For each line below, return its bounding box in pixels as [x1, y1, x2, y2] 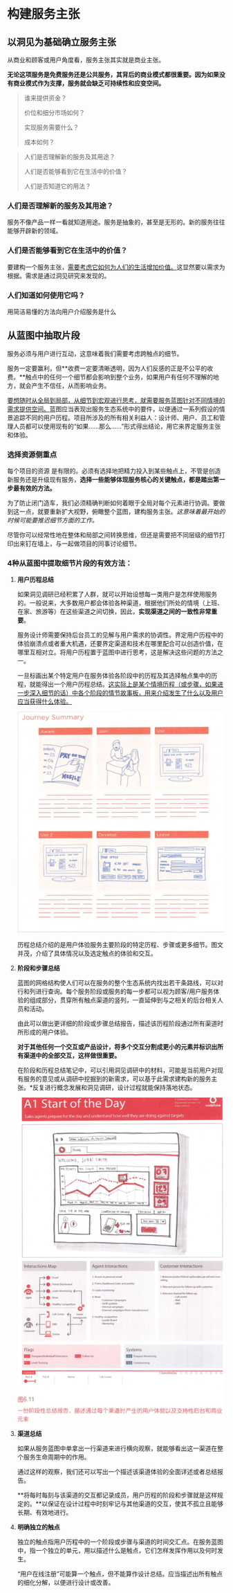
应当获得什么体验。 [17, 697, 73, 706]
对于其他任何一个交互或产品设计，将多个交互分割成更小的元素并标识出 [17, 1043, 218, 1051]
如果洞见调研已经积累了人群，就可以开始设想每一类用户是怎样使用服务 [17, 590, 218, 599]
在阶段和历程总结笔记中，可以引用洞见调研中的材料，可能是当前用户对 [17, 1065, 218, 1074]
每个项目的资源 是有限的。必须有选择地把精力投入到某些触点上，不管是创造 [7, 467, 221, 475]
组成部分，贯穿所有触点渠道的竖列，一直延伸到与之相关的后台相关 [29, 996, 218, 1004]
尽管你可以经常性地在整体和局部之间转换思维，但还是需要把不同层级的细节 [7, 531, 219, 539]
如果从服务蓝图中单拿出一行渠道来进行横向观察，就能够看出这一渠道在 [17, 1444, 218, 1452]
